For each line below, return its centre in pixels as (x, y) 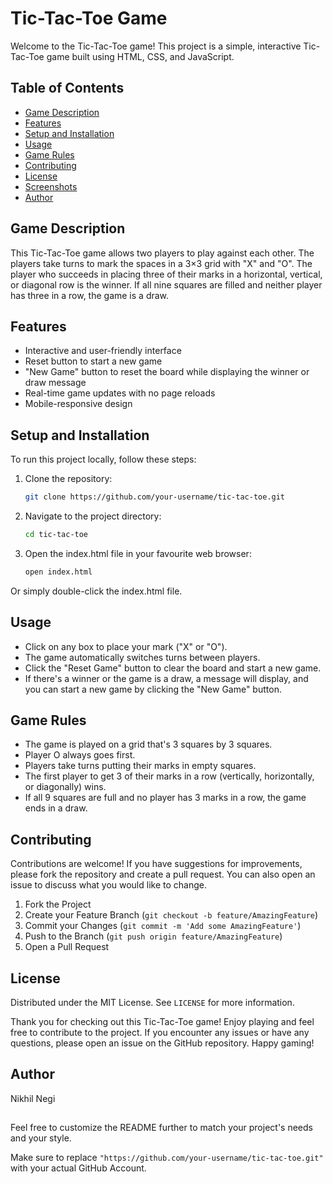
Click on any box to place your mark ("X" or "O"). (126, 646)
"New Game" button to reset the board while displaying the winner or (167, 372)
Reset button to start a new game (93, 361)
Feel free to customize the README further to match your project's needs (161, 1128)
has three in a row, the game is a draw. (90, 295)
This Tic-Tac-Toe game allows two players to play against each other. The (162, 253)
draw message (55, 383)
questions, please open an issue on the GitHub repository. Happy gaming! (162, 1043)
